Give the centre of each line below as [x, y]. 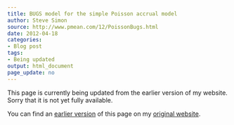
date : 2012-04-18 [33, 33]
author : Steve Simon [38, 20]
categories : [25, 40]
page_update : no [31, 72]
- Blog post [25, 46]
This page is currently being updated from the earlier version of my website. [118, 93]
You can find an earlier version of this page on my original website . [104, 114]
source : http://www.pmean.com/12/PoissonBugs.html [83, 27]
